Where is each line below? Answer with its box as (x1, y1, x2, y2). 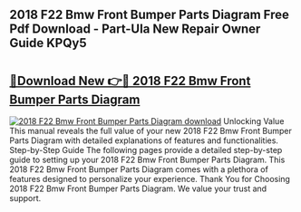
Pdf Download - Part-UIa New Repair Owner (9, 22, 261, 37)
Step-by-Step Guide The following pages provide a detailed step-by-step (9, 145, 283, 155)
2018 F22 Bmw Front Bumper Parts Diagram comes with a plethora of (9, 164, 269, 175)
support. (9, 193, 42, 203)
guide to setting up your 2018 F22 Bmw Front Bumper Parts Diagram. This (9, 154, 286, 165)
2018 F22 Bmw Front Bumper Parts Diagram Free (9, 7, 290, 23)
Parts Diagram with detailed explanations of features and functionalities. (9, 135, 279, 146)
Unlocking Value (223, 116, 285, 126)
